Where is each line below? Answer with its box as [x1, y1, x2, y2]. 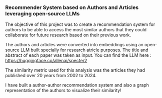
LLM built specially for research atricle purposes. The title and [20, 47, 148, 53]
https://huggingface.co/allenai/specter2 [5, 58, 87, 64]
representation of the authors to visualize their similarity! [5, 88, 121, 94]
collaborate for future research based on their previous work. [5, 32, 131, 38]
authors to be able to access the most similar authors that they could [5, 27, 146, 33]
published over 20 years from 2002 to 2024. [5, 73, 96, 79]
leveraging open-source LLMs [5, 10, 80, 17]
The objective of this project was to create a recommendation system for [5, 21, 155, 27]
